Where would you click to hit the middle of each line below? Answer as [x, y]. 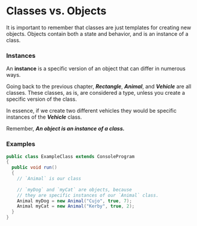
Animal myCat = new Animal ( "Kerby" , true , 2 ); [76, 206]
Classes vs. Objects [56, 11]
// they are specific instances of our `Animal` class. [88, 195]
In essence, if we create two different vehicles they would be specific [92, 111]
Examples [21, 144]
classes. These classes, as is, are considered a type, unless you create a [96, 93]
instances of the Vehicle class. [44, 117]
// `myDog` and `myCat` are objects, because [75, 190]
